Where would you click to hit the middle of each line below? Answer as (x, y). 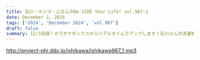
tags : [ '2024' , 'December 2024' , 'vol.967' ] (62, 23)
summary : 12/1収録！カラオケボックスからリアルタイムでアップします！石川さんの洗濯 (99, 34)
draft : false (22, 28)
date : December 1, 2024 (36, 17)
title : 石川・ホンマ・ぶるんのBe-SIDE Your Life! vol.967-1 (77, 12)
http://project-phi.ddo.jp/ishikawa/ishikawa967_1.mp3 (71, 50)
